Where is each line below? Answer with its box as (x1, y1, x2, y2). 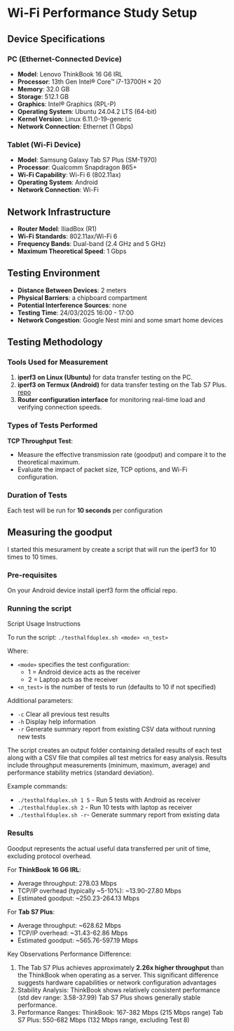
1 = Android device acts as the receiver (27, 668, 141, 676)
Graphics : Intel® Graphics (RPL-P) (17, 100, 117, 108)
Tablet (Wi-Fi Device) (7, 139, 81, 149)
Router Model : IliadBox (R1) (17, 224, 97, 233)
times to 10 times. (7, 552, 58, 561)
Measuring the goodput (7, 526, 113, 538)
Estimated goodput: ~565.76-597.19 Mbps (17, 936, 139, 945)
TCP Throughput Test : (7, 436, 74, 445)
